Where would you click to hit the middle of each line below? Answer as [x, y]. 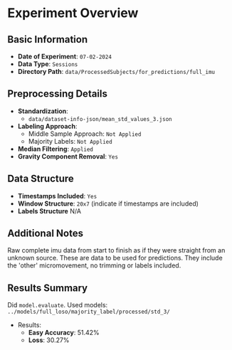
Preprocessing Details [58, 94]
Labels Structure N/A [49, 211]
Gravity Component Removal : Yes [68, 156]
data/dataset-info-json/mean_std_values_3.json [100, 119]
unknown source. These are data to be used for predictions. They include [115, 258]
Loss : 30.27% [49, 340]
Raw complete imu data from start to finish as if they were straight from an [116, 250]
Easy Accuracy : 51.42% [64, 333]
